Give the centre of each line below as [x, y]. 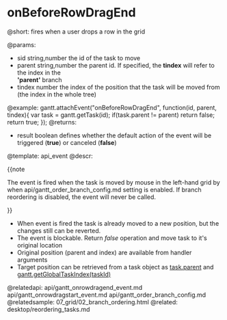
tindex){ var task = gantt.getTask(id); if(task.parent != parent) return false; [111, 115]
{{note [16, 169]
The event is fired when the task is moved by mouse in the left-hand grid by [113, 182]
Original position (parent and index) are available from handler [104, 252]
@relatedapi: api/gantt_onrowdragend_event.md [75, 287]
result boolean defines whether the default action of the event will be [114, 135]
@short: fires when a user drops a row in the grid [76, 31]
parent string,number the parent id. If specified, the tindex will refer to [116, 65]
